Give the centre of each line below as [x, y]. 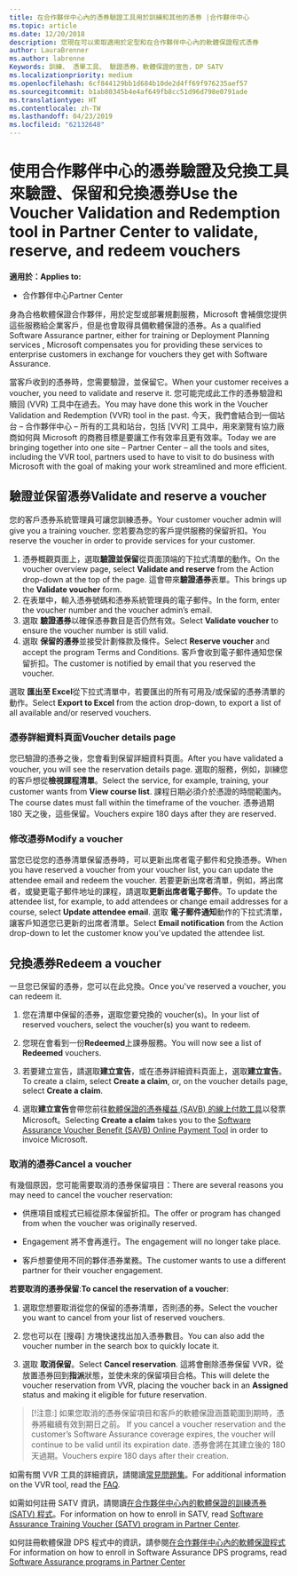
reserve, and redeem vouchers [125, 251]
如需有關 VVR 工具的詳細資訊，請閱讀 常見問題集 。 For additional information [148, 1475]
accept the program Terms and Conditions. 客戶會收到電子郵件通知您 [148, 652]
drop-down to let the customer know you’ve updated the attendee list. [137, 933]
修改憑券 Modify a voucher [67, 838]
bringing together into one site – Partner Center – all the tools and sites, [139, 447]
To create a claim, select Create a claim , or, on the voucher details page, [155, 1081]
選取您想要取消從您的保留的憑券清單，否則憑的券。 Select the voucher [149, 1308]
